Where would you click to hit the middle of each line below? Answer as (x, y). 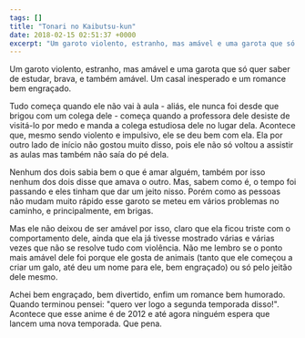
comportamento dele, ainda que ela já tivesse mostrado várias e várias (142, 239)
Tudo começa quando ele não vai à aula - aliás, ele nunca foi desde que (144, 107)
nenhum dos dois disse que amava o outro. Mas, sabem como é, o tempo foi (153, 182)
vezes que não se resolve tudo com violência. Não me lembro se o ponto (146, 248)
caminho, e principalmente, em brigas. (81, 211)
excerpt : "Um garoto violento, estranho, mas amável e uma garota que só (152, 43)
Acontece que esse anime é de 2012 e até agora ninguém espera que (140, 314)
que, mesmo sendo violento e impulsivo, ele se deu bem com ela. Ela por (146, 135)
